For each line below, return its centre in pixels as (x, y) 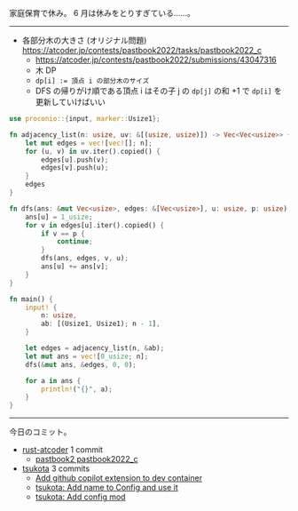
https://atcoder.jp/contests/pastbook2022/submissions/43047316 (156, 60)
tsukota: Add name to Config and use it (107, 488)
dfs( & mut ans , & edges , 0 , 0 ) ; (81, 364)
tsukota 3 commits (56, 468)
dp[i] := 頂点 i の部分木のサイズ (92, 81)
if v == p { (63, 234)
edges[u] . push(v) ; (75, 160)
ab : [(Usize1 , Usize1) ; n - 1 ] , (101, 324)
